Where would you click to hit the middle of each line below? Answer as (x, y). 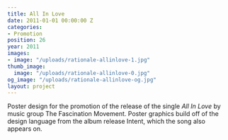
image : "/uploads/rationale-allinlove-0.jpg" (82, 73)
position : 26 (27, 40)
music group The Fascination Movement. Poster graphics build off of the (113, 114)
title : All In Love (36, 14)
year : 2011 (23, 47)
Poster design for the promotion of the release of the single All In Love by (114, 106)
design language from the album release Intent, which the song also (106, 122)
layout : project (31, 86)
